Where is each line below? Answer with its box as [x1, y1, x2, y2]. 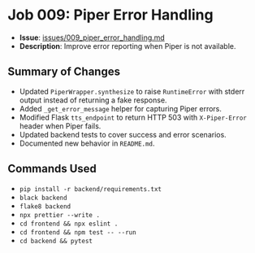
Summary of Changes [7, 65, 121, 79]
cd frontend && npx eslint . [19, 220, 119, 228]
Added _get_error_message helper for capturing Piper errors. [19, 103, 223, 113]
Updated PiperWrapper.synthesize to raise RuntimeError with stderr [19, 86, 245, 96]
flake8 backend [19, 202, 71, 211]
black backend [19, 194, 67, 202]
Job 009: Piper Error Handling [7, 6, 214, 24]
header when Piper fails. [19, 120, 102, 131]
